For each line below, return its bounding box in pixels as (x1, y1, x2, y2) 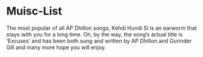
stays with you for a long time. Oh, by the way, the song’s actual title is (6, 30, 183, 38)
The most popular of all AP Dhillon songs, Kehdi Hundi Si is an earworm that (6, 24, 197, 32)
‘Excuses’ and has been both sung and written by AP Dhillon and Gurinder (6, 37, 192, 44)
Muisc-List (6, 4, 62, 18)
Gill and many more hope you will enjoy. (6, 44, 107, 51)
